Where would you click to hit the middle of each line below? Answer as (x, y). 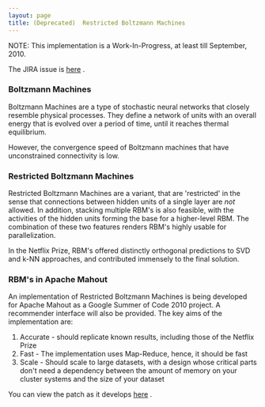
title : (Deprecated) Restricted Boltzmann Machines (97, 23)
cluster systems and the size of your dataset (92, 379)
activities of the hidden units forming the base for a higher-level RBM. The (129, 219)
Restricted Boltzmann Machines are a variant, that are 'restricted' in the (125, 194)
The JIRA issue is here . (47, 69)
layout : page (30, 15)
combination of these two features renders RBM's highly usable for (117, 227)
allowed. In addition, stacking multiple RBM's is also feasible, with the (121, 210)
